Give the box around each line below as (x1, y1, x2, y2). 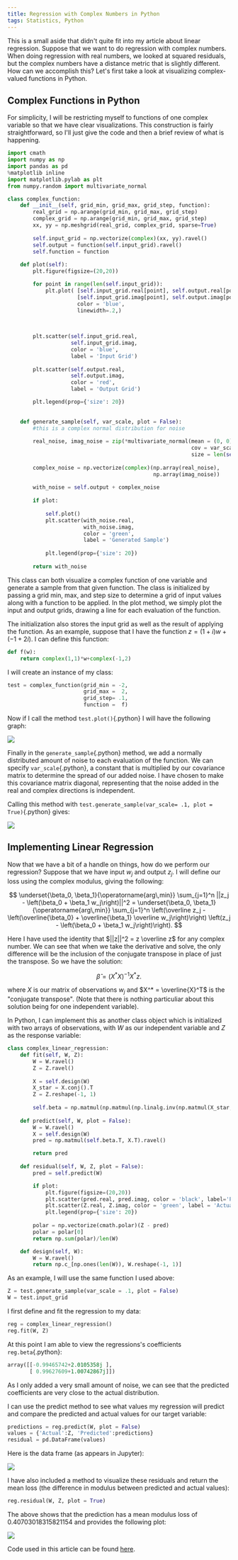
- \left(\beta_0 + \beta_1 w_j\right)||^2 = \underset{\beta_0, (22, 898, 193, 907)
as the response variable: (7, 1031, 81, 1040)
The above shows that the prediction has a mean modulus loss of (7, 1510, 198, 1518)
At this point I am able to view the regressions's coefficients (7, 1340, 182, 1348)
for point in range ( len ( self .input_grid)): (33, 281, 163, 288)
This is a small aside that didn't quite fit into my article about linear (7, 36, 200, 45)
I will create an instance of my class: (7, 667, 113, 677)
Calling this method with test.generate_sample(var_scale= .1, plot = (7, 800, 213, 808)
